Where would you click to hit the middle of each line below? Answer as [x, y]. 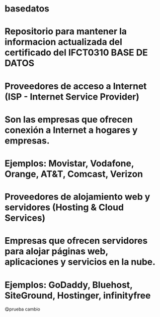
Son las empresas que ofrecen [69, 119]
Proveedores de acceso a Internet [76, 86]
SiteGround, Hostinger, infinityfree [78, 295]
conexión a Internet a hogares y [71, 130]
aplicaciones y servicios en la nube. [80, 262]
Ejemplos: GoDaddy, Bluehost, [69, 285]
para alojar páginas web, [56, 251]
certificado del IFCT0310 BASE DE [76, 53]
